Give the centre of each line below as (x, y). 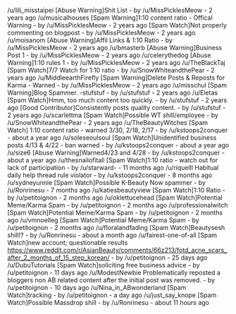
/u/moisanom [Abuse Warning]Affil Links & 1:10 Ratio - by (90, 40)
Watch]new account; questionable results (68, 242)
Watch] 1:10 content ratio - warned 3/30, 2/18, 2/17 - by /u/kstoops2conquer (118, 130)
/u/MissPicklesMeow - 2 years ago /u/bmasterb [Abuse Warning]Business (115, 48)
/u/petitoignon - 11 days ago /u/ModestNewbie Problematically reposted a (114, 272)
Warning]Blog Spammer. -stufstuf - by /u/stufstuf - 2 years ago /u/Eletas (113, 92)
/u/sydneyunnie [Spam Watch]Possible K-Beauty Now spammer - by (106, 182)
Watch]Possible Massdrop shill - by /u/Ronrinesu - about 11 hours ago (108, 302)
